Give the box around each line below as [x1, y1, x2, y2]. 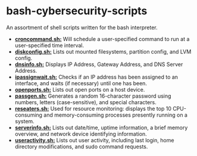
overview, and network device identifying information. [14, 130, 147, 138]
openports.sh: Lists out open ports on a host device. [14, 86, 145, 93]
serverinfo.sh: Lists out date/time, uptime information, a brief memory [14, 124, 188, 131]
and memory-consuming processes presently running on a [43, 111, 187, 118]
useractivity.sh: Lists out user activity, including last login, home [14, 136, 174, 143]
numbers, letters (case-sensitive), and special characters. [14, 98, 157, 105]
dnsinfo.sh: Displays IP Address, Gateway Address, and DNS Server [14, 61, 183, 68]
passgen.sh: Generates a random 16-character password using [14, 92, 171, 99]
